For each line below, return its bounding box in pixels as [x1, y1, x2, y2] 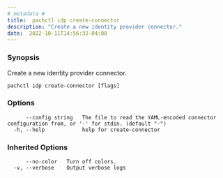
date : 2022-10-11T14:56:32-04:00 [7, 29, 108, 37]
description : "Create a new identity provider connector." [7, 23, 183, 30]
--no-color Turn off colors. [25, 158, 117, 165]
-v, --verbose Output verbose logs [13, 165, 127, 172]
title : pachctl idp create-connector [7, 17, 120, 24]
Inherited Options [7, 142, 68, 152]
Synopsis [7, 53, 40, 63]
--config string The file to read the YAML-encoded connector [25, 114, 217, 121]
